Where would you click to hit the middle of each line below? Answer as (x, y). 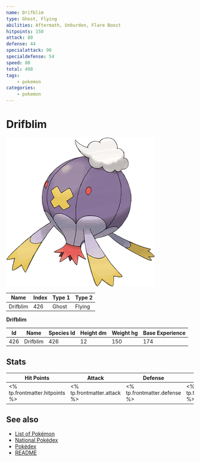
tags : (13, 75)
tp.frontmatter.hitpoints (37, 393)
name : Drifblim (25, 13)
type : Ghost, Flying (32, 19)
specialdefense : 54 (30, 57)
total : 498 (20, 69)
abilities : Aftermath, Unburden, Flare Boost (63, 25)
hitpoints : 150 (25, 32)
